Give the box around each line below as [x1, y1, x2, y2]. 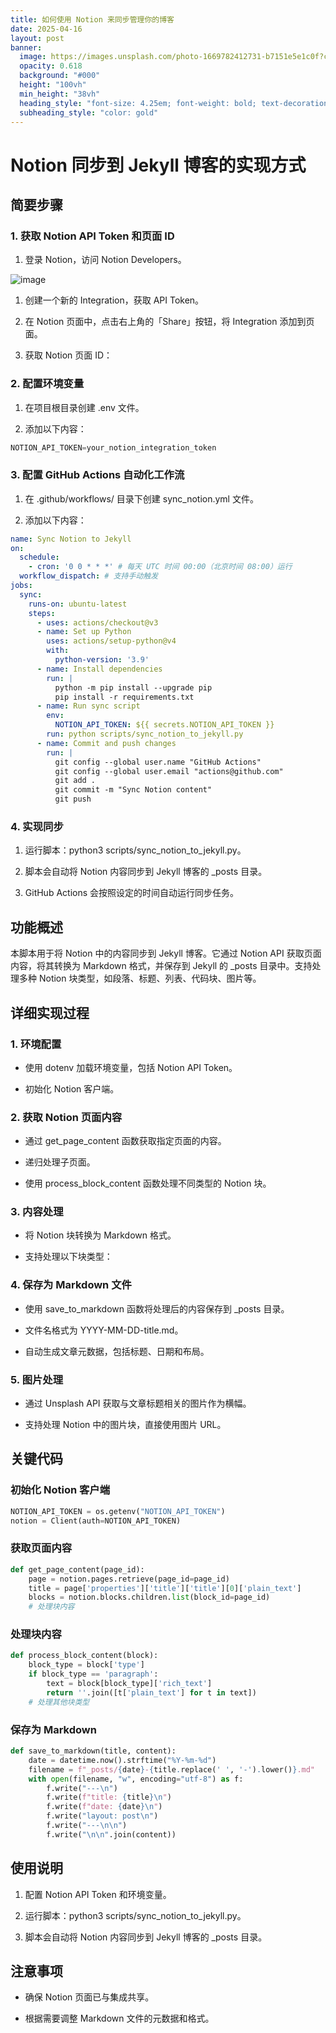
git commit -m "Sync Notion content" [54, 785, 213, 795]
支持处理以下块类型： [24, 1251, 113, 1263]
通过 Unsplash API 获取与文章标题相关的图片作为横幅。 [24, 1397, 252, 1410]
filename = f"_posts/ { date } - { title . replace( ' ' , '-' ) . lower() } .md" [28, 1764, 316, 1775]
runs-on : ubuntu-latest [28, 599, 128, 609]
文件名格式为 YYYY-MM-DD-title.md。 [24, 1324, 184, 1336]
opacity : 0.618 [19, 61, 83, 71]
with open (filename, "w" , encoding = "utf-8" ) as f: [28, 1774, 244, 1784]
